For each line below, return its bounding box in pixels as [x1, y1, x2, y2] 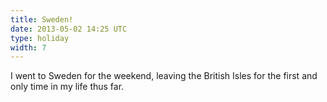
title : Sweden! [10, 14, 74, 25]
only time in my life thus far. [10, 81, 125, 93]
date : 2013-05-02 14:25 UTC [10, 24, 128, 34]
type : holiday [10, 33, 70, 43]
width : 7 [10, 42, 47, 53]
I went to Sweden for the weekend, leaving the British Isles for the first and [10, 70, 318, 82]
